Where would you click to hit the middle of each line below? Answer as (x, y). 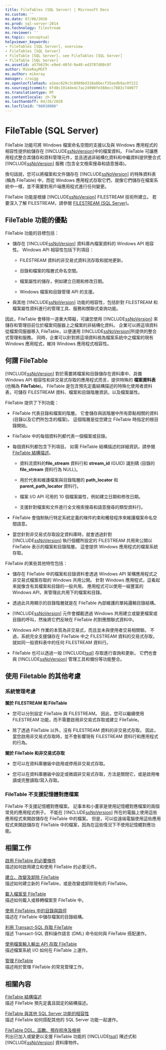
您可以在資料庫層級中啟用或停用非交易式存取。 (60, 764)
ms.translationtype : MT (30, 92)
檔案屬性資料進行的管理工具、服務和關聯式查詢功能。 (66, 308)
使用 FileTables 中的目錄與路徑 (36, 911)
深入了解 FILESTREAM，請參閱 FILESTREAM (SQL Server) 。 (70, 203)
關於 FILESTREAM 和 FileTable (36, 703)
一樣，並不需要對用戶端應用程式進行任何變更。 (61, 186)
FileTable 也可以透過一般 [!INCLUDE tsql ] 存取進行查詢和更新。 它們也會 (84, 653)
